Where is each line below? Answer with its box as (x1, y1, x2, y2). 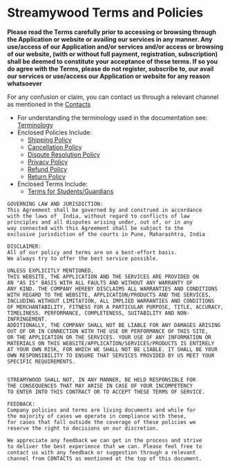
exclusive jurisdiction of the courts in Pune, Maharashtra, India (7, 231, 206, 238)
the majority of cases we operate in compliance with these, (7, 412, 187, 420)
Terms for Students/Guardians (27, 187, 114, 195)
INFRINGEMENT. (7, 315, 48, 323)
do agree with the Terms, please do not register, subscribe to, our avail (7, 64, 214, 73)
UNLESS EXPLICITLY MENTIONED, (7, 267, 95, 274)
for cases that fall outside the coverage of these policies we (7, 418, 196, 425)
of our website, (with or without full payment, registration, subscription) (7, 50, 218, 58)
